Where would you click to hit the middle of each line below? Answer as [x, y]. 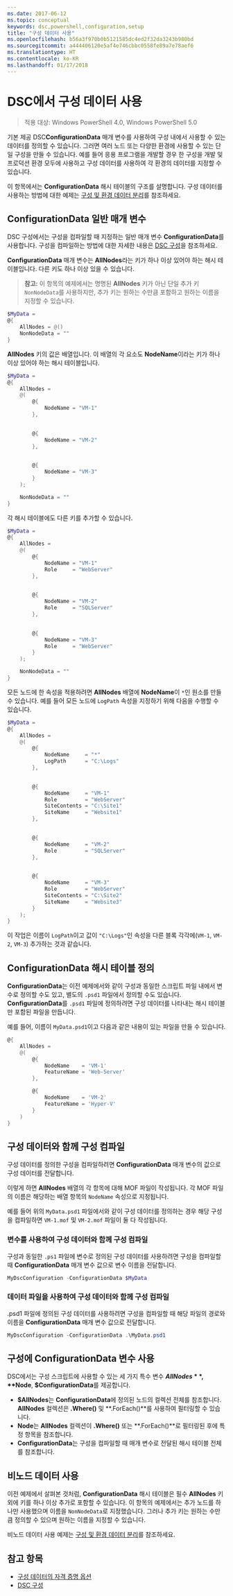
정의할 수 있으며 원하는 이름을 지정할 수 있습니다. [80, 1520]
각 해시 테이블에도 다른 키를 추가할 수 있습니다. [70, 518]
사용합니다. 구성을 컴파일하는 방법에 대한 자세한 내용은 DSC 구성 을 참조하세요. [112, 245]
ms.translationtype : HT [42, 53]
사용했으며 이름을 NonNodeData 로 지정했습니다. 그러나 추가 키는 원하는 [114, 1511]
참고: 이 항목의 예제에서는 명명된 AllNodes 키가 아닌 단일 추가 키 [112, 284]
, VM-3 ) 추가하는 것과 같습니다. [51, 944]
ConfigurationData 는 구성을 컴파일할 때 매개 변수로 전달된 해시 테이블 [113, 1443]
